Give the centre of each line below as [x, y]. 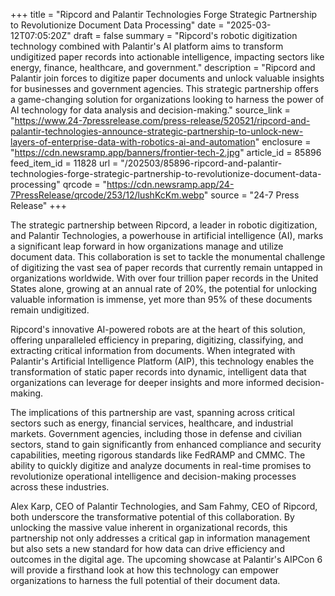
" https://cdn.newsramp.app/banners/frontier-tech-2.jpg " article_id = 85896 [166, 152]
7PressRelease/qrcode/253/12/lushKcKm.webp [107, 195]
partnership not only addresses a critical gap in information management [160, 538]
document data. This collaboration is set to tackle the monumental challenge [168, 257]
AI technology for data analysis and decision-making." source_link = [150, 110]
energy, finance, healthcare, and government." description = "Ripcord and [163, 67]
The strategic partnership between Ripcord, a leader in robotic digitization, [164, 225]
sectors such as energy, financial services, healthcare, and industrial [152, 423]
